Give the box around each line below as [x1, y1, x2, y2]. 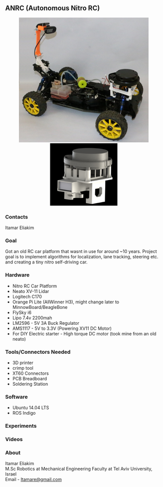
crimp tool [12, 365, 33, 371]
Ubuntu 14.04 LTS [12, 405, 49, 411]
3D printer [12, 360, 34, 366]
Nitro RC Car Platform [12, 283, 57, 289]
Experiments [5, 423, 37, 430]
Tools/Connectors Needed [5, 348, 71, 355]
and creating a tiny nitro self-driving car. [5, 259, 88, 265]
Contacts [5, 213, 28, 220]
